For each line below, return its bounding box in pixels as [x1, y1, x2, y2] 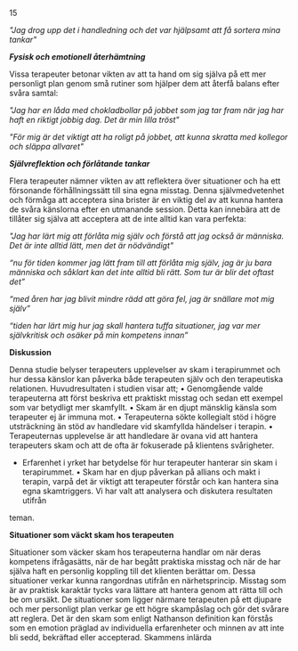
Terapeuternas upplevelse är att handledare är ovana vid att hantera [9, 431, 259, 441]
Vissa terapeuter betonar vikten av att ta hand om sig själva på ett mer [9, 69, 267, 79]
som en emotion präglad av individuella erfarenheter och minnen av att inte [9, 623, 285, 633]
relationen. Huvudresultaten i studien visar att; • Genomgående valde [9, 383, 264, 394]
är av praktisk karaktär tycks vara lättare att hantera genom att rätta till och [9, 585, 283, 595]
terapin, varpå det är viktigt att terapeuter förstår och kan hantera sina [21, 476, 279, 486]
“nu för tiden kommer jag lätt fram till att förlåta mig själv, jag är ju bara [9, 257, 272, 268]
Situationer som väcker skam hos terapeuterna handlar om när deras [9, 547, 262, 557]
